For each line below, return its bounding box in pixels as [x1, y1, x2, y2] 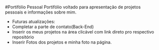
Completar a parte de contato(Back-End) [12, 24, 94, 30]
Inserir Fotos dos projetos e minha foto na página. [12, 39, 112, 45]
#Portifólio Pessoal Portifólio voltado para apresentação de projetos [5, 4, 141, 10]
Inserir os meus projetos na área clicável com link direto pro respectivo [12, 29, 155, 34]
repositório [12, 34, 34, 40]
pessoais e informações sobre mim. [5, 9, 77, 15]
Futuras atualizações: [12, 19, 55, 24]
